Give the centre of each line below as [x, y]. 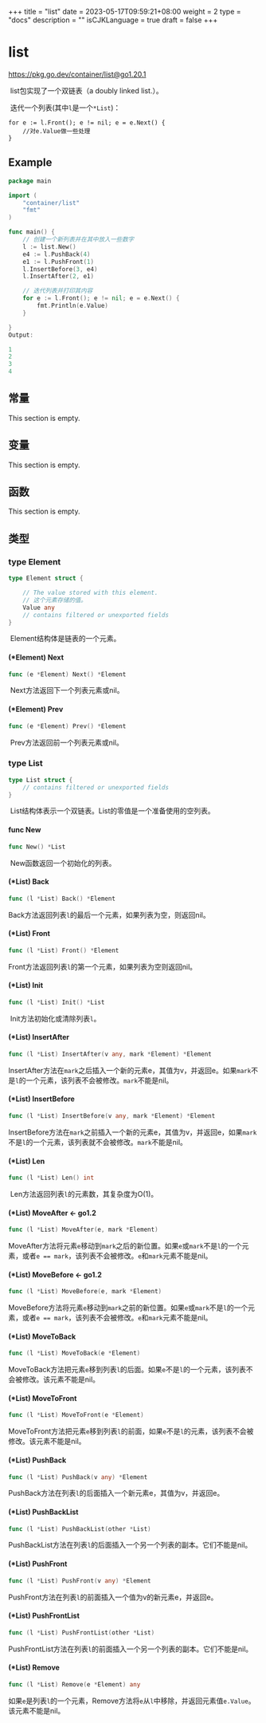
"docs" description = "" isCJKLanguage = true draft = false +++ [113, 20]
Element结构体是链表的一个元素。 [65, 639]
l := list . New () [50, 246]
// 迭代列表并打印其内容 [58, 291]
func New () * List [37, 847]
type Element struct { [46, 578]
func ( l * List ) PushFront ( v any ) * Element [80, 1581]
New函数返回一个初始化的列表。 [63, 863]
